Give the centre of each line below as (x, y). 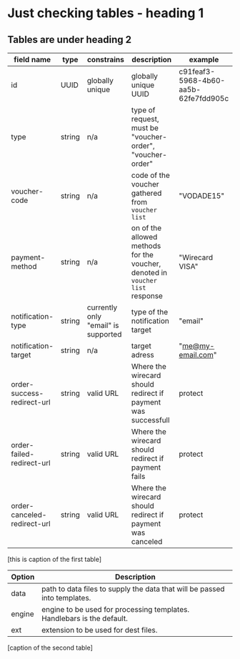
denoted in (149, 273)
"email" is (103, 325)
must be (145, 128)
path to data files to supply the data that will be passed (133, 589)
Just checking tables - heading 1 (106, 13)
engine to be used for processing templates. (116, 609)
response (147, 296)
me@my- (198, 346)
